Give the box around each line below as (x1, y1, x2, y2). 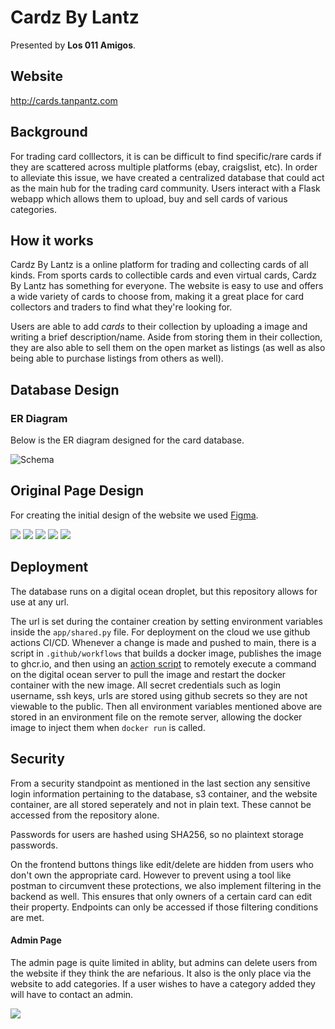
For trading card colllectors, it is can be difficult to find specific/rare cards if (10, 150, 322, 162)
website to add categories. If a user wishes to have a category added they (10, 977, 316, 990)
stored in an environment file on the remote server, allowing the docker (10, 711, 303, 723)
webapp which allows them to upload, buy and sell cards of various (10, 192, 288, 205)
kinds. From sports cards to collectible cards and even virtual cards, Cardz (10, 269, 318, 281)
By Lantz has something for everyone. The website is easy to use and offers (10, 280, 324, 292)
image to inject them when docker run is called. (10, 721, 206, 733)
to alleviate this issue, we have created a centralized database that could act (10, 171, 325, 183)
